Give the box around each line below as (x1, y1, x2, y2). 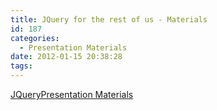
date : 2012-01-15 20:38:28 (10, 52, 123, 62)
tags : (10, 61, 33, 71)
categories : (10, 33, 60, 43)
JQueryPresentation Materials (10, 89, 134, 100)
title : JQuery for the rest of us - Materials (10, 14, 208, 25)
